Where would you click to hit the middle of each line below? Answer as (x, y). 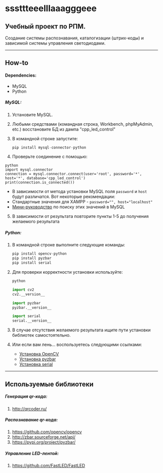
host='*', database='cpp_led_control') (45, 178)
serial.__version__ (32, 321)
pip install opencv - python (39, 254)
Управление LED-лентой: (32, 454)
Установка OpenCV (39, 354)
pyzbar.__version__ (32, 308)
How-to (17, 63)
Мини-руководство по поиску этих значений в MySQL (68, 207)
